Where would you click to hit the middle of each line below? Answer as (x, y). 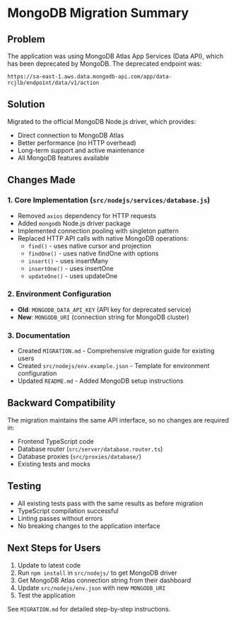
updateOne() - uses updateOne (73, 276)
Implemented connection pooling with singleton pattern (98, 231)
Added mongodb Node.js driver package (74, 223)
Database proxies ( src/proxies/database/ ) (79, 456)
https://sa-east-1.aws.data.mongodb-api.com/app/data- (90, 76)
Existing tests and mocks (54, 464)
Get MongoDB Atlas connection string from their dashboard (104, 580)
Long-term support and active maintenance (81, 150)
